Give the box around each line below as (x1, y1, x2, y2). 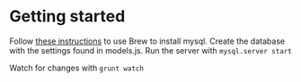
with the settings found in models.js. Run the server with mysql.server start (9, 45, 292, 55)
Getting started (9, 6, 126, 27)
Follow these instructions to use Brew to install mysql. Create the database (9, 36, 286, 46)
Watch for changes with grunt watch (9, 62, 144, 73)
